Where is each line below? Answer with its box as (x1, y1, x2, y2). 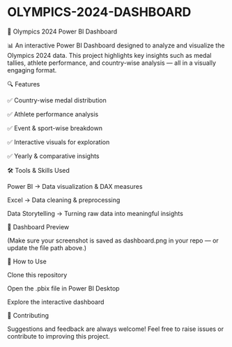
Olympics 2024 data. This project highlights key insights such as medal (7, 51, 212, 59)
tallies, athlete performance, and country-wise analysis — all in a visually (7, 59, 217, 67)
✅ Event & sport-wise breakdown (7, 123, 103, 132)
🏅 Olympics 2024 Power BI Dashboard (7, 27, 118, 36)
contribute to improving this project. (7, 332, 110, 340)
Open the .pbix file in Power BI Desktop (7, 284, 120, 293)
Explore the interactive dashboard (7, 298, 105, 306)
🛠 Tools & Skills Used (7, 166, 70, 174)
